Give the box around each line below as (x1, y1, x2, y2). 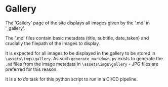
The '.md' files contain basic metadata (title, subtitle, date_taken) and (5, 35, 149, 41)
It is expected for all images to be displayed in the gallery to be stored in (5, 50, 156, 56)
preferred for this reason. (5, 66, 58, 72)
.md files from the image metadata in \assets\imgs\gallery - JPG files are (5, 61, 158, 67)
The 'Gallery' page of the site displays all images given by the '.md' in (5, 20, 150, 26)
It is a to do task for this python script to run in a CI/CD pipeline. (5, 76, 138, 82)
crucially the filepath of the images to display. (5, 40, 100, 46)
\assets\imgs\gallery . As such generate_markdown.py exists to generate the (5, 55, 163, 61)
